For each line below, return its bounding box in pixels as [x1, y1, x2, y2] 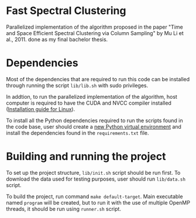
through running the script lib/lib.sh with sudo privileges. [6, 82, 148, 89]
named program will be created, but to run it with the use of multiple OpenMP [6, 199, 190, 206]
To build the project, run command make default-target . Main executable [6, 193, 183, 200]
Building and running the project [6, 150, 166, 163]
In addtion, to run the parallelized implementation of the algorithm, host [6, 93, 177, 100]
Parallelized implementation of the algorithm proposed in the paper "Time [6, 23, 183, 30]
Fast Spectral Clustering [6, 4, 126, 18]
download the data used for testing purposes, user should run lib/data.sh [6, 175, 186, 182]
